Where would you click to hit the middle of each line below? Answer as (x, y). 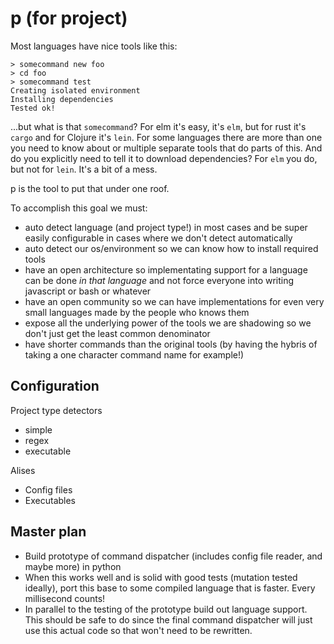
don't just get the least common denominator (117, 333)
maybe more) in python (73, 566)
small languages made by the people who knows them (137, 312)
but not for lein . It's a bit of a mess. (84, 169)
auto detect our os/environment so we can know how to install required (171, 248)
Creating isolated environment (75, 90)
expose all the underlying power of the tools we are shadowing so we (168, 323)
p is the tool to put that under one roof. (90, 188)
